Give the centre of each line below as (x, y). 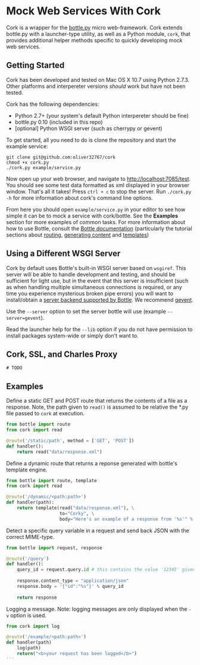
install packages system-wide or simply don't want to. (72, 335)
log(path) (29, 648)
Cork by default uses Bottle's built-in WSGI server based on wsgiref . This (96, 268)
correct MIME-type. (30, 537)
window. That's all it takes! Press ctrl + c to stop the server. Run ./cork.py (99, 191)
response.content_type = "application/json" (73, 581)
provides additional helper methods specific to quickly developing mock (94, 40)
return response (37, 597)
